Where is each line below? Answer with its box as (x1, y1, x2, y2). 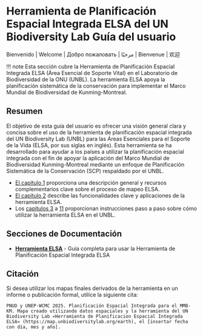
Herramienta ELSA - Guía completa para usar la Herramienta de (15, 245, 176, 252)
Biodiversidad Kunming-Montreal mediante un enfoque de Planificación (6, 160, 185, 168)
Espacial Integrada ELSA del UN (6, 17, 168, 31)
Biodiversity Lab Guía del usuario (6, 30, 176, 44)
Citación (6, 268, 39, 279)
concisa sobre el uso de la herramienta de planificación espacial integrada (6, 128, 192, 136)
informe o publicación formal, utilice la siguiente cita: (6, 291, 138, 298)
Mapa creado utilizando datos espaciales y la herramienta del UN (17, 308, 188, 314)
